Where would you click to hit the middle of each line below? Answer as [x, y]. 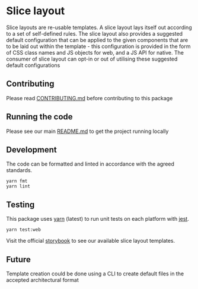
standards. [19, 170]
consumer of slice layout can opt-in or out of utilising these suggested [92, 59]
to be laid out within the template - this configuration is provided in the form [98, 46]
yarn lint [18, 186]
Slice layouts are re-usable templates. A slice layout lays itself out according [99, 27]
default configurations [33, 65]
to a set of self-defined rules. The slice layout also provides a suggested [94, 33]
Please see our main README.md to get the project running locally [87, 131]
